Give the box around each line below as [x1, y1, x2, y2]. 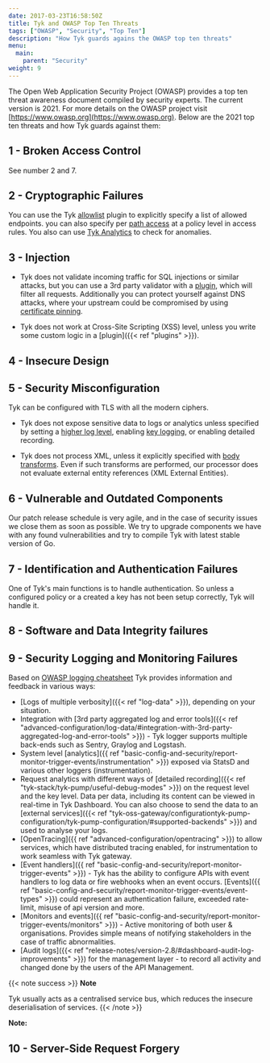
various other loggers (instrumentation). [19, 765, 153, 775]
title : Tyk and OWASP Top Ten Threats [8, 19, 139, 27]
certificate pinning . [19, 306, 83, 316]
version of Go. [8, 539, 56, 548]
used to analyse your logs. [19, 826, 108, 836]
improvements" [19, 954, 71, 964]
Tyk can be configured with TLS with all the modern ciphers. [8, 402, 210, 412]
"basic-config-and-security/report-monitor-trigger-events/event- [31, 886, 248, 895]
